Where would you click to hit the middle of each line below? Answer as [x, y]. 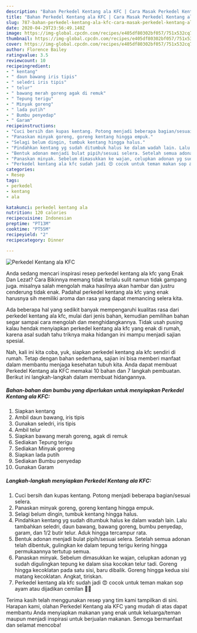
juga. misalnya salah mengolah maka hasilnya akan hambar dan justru [90, 285]
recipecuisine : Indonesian [39, 218]
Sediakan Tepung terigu [43, 443]
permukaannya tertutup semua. [52, 552]
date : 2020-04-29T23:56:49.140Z [45, 28]
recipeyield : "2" [27, 234]
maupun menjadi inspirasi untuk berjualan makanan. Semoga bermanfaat [94, 619]
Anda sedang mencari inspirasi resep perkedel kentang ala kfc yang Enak [95, 273]
